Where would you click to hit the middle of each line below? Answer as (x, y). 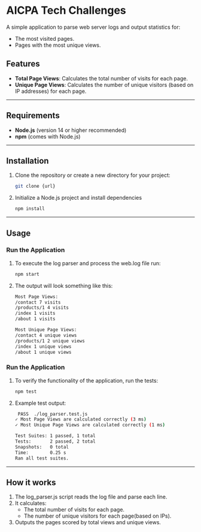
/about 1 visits (35, 319)
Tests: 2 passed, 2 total (55, 441)
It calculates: (31, 503)
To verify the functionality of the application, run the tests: (86, 380)
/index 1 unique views (43, 346)
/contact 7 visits (38, 302)
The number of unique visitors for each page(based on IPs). (98, 516)
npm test (26, 391)
